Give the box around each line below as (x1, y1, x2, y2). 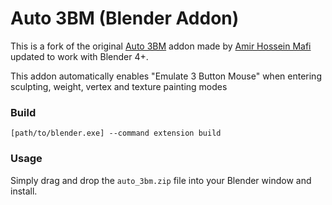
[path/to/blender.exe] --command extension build (10, 128, 222, 139)
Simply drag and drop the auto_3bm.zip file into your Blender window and (10, 174, 312, 186)
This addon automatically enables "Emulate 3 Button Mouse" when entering (10, 70, 322, 82)
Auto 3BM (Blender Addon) (10, 7, 240, 30)
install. (10, 185, 38, 197)
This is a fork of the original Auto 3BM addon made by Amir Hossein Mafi (10, 40, 312, 52)
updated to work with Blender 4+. (10, 50, 149, 62)
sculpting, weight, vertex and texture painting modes (10, 80, 228, 92)
